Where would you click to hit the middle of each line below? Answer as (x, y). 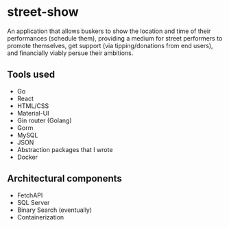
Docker (27, 157)
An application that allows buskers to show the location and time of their (109, 31)
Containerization (40, 217)
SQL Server (33, 202)
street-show (43, 12)
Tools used (31, 75)
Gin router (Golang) (44, 120)
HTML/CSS (33, 106)
